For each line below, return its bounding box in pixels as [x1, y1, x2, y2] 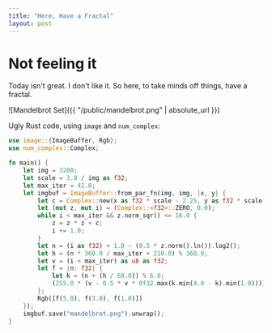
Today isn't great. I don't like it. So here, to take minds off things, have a [8, 81, 248, 91]
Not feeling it [8, 54, 97, 73]
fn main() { [8, 159, 49, 167]
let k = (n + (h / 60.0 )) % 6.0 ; [51, 272, 164, 280]
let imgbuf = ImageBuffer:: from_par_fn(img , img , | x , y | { [23, 189, 227, 197]
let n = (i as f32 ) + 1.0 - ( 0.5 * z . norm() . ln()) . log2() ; [37, 241, 241, 250]
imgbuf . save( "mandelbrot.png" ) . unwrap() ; [23, 310, 164, 318]
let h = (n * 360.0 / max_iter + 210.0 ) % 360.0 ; [37, 249, 208, 258]
